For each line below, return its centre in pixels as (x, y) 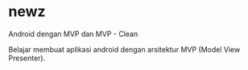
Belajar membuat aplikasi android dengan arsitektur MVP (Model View (124, 49)
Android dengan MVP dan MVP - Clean (73, 34)
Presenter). (27, 58)
